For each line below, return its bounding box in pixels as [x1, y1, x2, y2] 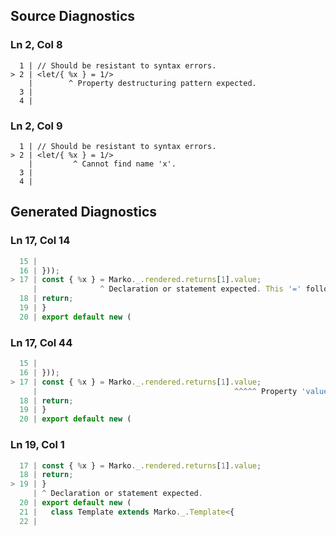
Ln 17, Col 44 [10, 335, 73, 349]
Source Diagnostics [10, 8, 136, 25]
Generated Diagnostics [10, 204, 158, 221]
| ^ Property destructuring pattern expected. [28, 78, 257, 88]
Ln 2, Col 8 [10, 38, 63, 52]
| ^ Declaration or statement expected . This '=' [32, 284, 302, 294]
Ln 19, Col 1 [10, 438, 65, 452]
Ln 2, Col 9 [10, 119, 63, 133]
